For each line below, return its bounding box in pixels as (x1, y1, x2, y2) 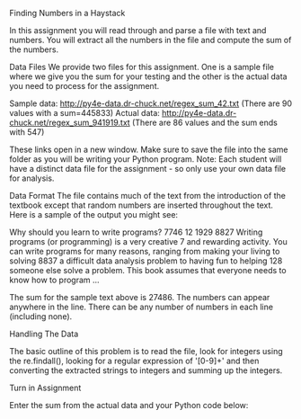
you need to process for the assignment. (9, 81, 160, 91)
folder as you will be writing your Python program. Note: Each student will (9, 154, 282, 165)
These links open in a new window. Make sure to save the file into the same (9, 144, 288, 155)
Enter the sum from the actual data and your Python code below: (9, 400, 249, 410)
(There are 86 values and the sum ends (131, 117, 279, 128)
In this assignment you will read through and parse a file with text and (9, 25, 267, 35)
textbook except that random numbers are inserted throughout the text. (9, 200, 274, 210)
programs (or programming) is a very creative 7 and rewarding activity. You (9, 236, 288, 246)
